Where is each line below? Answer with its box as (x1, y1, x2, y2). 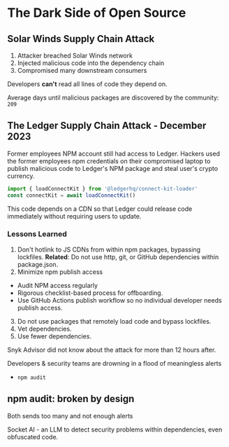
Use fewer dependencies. (17, 331, 92, 341)
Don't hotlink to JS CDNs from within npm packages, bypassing (17, 245, 201, 254)
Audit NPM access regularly (17, 281, 98, 289)
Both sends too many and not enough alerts (7, 411, 133, 420)
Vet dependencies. (17, 324, 72, 333)
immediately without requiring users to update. (7, 212, 142, 220)
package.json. (17, 260, 59, 268)
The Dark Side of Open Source (7, 5, 186, 21)
